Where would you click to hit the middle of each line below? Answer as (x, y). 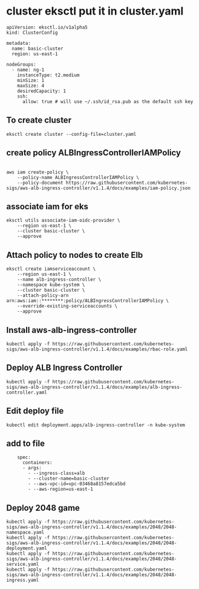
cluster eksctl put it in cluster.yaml (95, 11)
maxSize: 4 (31, 86)
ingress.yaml (23, 581)
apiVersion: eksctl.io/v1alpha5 (47, 27)
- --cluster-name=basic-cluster (69, 479)
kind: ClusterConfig (32, 32)
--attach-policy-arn (43, 295)
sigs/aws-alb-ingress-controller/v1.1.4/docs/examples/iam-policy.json (98, 188)
